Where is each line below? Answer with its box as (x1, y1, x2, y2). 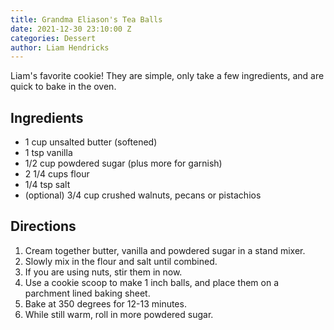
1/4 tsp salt (24, 179, 71, 191)
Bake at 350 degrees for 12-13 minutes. (24, 297, 187, 310)
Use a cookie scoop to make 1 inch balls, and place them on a (24, 276, 279, 288)
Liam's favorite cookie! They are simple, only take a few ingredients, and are (10, 70, 325, 82)
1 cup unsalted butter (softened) (24, 136, 158, 148)
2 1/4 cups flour (24, 168, 90, 180)
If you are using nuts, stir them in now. (24, 266, 183, 278)
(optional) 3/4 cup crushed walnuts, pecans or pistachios (24, 189, 262, 201)
